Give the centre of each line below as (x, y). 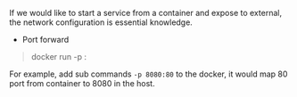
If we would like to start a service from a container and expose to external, (146, 13)
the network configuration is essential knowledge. (101, 22)
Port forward (45, 40)
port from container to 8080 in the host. (82, 83)
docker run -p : (59, 57)
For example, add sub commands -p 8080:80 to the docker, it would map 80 (148, 74)
